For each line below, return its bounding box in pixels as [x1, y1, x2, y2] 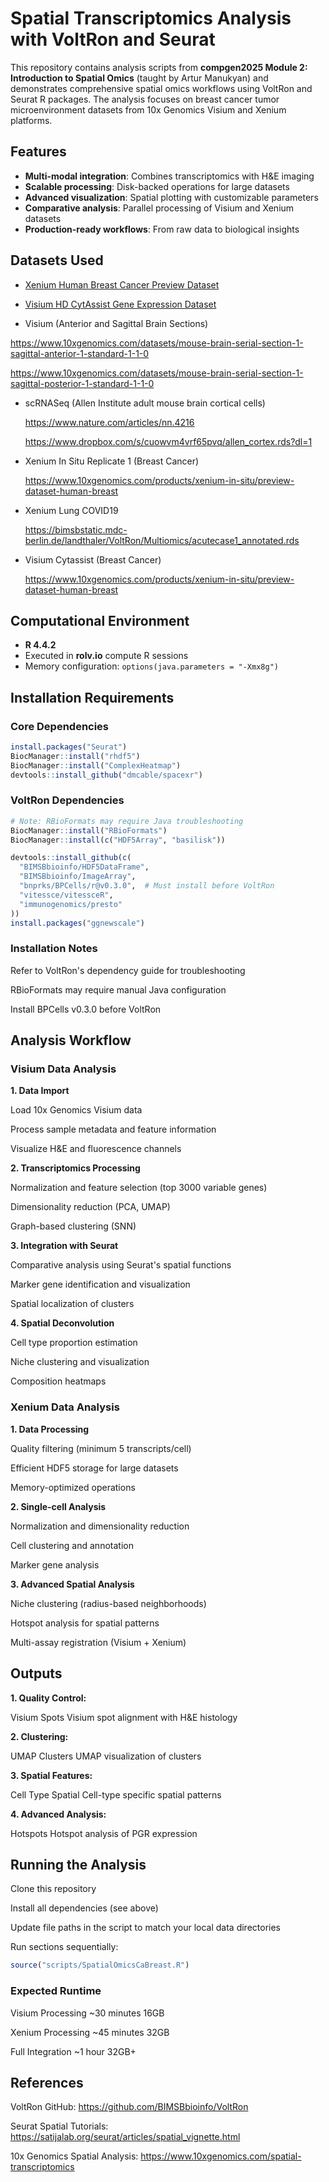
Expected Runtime [10, 1984, 102, 1998]
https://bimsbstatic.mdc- [24, 523, 128, 536]
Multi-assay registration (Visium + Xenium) [10, 1636, 187, 1648]
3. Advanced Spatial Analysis [10, 1578, 135, 1590]
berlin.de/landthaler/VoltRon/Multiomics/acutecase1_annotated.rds [24, 534, 300, 546]
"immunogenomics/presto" [19, 899, 123, 909]
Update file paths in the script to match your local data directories [10, 1922, 281, 1934]
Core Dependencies [10, 719, 110, 733]
